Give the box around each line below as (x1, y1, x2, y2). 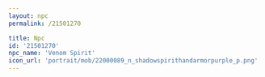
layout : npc (8, 11, 48, 20)
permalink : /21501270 (8, 19, 82, 28)
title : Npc (8, 34, 45, 42)
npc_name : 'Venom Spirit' (8, 49, 95, 58)
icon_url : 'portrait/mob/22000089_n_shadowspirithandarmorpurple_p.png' (8, 57, 259, 65)
